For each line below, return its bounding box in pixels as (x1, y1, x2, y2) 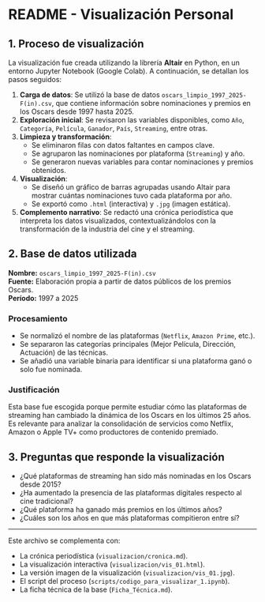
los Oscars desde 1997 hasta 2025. (19, 107, 134, 116)
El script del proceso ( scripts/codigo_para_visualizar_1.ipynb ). (19, 577, 230, 586)
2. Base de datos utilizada (8, 247, 137, 261)
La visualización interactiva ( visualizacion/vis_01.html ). (19, 559, 205, 570)
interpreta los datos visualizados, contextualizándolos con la (19, 216, 217, 225)
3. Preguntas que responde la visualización (8, 450, 225, 464)
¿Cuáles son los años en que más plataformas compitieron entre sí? (19, 514, 240, 523)
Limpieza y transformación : (19, 132, 112, 141)
